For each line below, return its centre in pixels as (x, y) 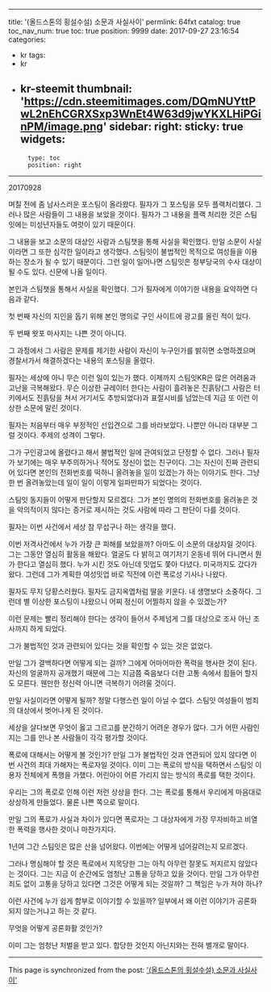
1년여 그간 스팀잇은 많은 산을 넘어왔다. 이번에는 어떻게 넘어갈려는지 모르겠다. (128, 846)
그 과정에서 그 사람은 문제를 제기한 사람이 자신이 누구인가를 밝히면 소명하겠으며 (132, 350)
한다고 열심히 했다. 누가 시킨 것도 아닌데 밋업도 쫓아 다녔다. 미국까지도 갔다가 (137, 564)
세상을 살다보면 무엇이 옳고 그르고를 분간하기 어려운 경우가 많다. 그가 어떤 (123, 727)
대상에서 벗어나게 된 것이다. (60, 710)
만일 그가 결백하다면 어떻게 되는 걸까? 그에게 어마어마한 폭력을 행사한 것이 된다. (133, 663)
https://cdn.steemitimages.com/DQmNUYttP (140, 102)
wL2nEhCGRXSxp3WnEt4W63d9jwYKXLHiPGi (141, 114)
